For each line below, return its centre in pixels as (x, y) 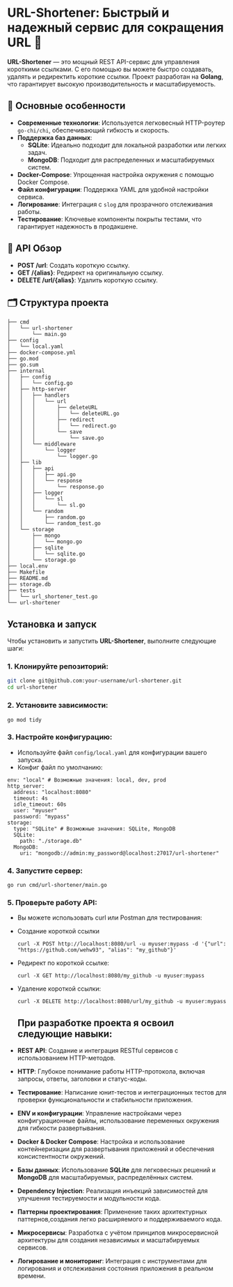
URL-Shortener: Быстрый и (88, 13)
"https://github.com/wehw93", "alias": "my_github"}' (97, 950)
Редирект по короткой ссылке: (63, 963)
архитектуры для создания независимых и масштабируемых (109, 1240)
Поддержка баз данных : (55, 137)
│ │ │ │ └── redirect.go (62, 426)
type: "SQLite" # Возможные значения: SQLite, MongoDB (95, 829)
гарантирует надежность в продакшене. (78, 226)
